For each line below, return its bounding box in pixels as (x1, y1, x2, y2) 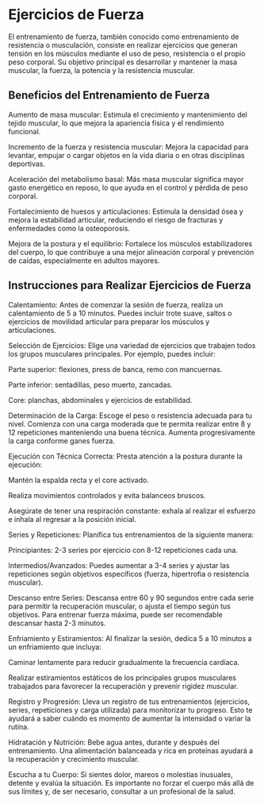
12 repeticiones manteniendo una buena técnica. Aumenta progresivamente (8, 427, 255, 437)
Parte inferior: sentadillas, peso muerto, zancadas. (8, 380, 173, 389)
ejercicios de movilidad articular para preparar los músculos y (8, 316, 210, 327)
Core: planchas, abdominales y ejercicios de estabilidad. (8, 395, 193, 404)
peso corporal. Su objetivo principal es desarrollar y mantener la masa (8, 57, 238, 67)
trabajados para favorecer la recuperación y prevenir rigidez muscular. (8, 681, 239, 690)
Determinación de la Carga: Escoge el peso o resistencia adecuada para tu (8, 411, 252, 420)
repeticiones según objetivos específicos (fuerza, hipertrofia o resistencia (8, 569, 250, 578)
